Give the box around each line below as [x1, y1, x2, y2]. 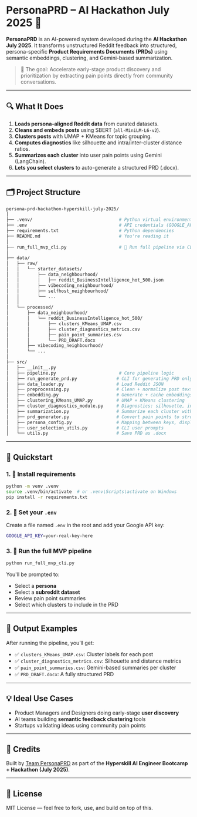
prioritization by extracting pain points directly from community [20, 72, 173, 79]
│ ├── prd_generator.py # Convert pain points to [6, 414, 180, 420]
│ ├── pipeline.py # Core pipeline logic [6, 370, 175, 376]
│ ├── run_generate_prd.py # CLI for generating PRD [6, 375, 180, 382]
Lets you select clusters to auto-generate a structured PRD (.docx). [14, 164, 179, 171]
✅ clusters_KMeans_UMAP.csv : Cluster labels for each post [14, 650, 154, 657]
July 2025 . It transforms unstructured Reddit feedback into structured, [6, 42, 177, 49]
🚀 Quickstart [6, 452, 53, 462]
